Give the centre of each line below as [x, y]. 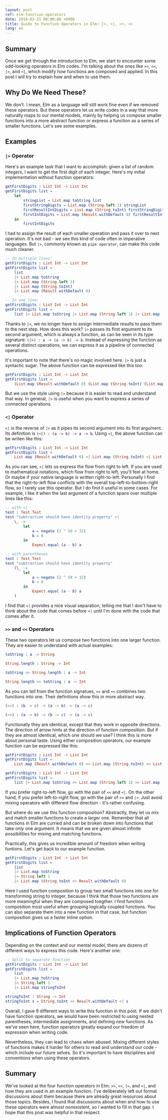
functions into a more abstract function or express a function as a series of [82, 120]
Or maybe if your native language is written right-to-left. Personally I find [80, 477]
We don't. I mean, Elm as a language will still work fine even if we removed [82, 104]
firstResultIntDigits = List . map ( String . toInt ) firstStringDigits [95, 210]
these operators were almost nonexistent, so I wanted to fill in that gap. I [79, 1107]
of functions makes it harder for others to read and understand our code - [81, 1047]
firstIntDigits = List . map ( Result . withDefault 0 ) [77, 214]
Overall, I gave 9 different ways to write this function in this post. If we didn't [84, 1011]
